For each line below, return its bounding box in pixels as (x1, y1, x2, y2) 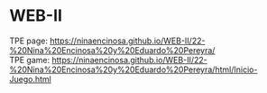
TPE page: (9, 35, 48, 46)
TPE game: (9, 54, 51, 65)
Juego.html (9, 73, 51, 84)
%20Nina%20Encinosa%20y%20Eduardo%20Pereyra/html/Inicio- (9, 64, 258, 75)
